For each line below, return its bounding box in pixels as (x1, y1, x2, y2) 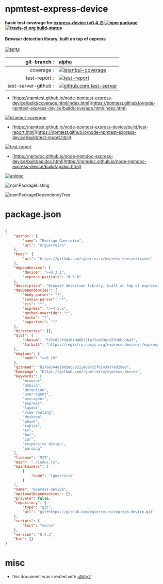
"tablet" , (22, 424, 42, 428)
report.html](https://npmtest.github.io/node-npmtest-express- (12, 129, 137, 135)
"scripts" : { (14, 518, 40, 523)
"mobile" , (22, 383, 42, 388)
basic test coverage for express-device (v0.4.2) (5, 19, 104, 25)
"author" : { (14, 233, 38, 239)
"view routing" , (22, 410, 55, 415)
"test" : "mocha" (22, 523, 55, 528)
